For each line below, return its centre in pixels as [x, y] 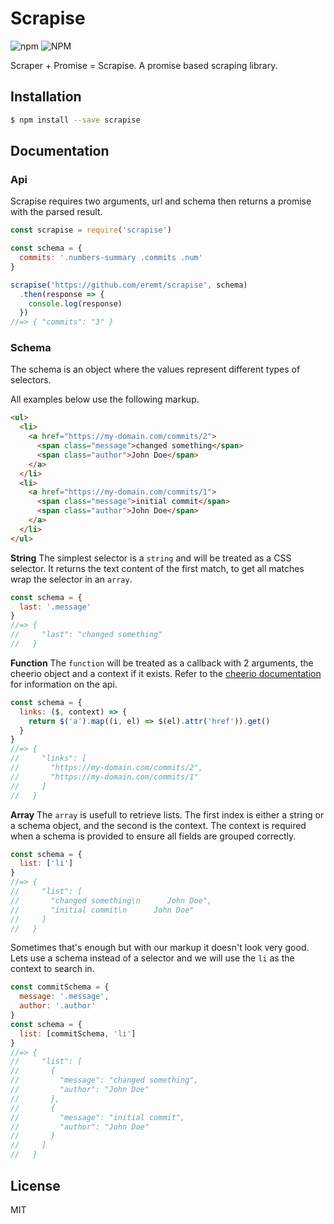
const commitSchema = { [60, 987]
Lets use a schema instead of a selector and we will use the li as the [152, 958]
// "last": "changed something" [86, 635]
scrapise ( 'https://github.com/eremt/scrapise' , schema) [129, 285]
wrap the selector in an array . [71, 579]
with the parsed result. [56, 212]
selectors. [31, 380]
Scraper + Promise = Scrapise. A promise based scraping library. [144, 65]
